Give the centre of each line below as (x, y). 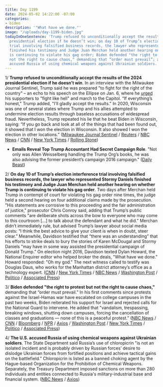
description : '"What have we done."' (43, 28)
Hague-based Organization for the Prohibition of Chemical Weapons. (74, 364)
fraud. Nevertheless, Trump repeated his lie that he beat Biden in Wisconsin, (81, 119)
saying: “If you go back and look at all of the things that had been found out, (81, 124)
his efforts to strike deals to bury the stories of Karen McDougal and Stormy (81, 241)
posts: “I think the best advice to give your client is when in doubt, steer (77, 231)
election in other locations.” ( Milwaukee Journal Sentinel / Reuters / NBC (77, 135)
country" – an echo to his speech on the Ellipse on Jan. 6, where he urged (79, 93)
